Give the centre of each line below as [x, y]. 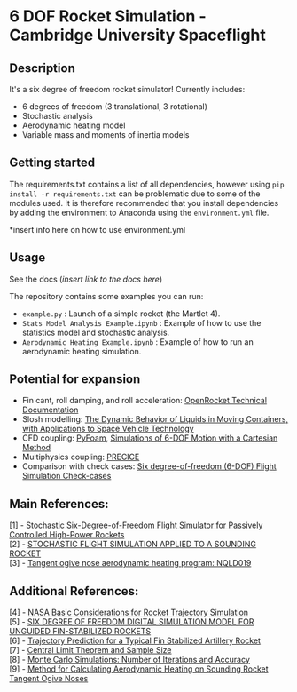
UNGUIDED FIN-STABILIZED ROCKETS [80, 632]
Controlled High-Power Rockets [67, 535]
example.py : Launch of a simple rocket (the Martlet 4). [121, 314]
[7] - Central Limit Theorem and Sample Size [90, 650]
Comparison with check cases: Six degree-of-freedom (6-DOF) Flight [149, 466]
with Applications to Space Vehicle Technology [108, 429]
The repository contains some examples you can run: [106, 296]
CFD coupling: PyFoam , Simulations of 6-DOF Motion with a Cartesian [150, 438]
